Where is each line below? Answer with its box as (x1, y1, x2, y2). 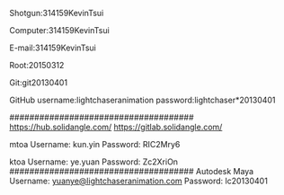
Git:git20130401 (9, 77, 68, 88)
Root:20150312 (9, 60, 65, 70)
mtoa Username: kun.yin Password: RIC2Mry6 (9, 139, 181, 149)
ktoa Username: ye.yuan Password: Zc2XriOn (9, 156, 178, 167)
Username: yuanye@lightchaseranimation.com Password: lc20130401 (9, 175, 268, 186)
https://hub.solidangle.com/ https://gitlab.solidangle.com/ (9, 121, 223, 132)
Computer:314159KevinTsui (9, 25, 110, 35)
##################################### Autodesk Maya (9, 166, 254, 176)
